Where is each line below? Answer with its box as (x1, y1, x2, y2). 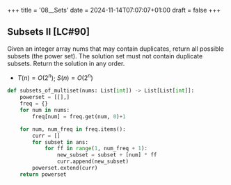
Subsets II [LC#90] (7, 26, 90, 38)
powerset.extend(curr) (32, 165, 98, 172)
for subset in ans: (32, 138, 89, 145)
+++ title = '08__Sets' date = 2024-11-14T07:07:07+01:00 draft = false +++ (7, 6, 221, 14)
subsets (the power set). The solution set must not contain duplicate (7, 51, 203, 60)
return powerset (19, 170, 67, 178)
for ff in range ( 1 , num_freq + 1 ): (44, 145, 148, 152)
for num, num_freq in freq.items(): (19, 125, 127, 133)
